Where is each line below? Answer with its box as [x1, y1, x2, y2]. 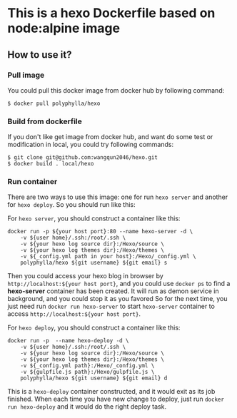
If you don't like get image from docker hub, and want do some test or [7, 133, 213, 141]
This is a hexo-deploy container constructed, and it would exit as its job [7, 387, 216, 396]
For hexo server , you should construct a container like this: [7, 214, 181, 223]
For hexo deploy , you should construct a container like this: [7, 323, 181, 332]
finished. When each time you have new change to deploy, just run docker [7, 394, 225, 404]
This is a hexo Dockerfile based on [7, 5, 216, 21]
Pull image [7, 70, 45, 80]
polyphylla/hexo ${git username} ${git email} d [20, 374, 168, 382]
